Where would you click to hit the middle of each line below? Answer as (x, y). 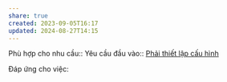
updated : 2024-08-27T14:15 (53, 31)
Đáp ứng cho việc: (39, 69)
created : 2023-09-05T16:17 (53, 23)
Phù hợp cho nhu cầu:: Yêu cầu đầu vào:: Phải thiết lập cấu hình (113, 54)
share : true (28, 16)
